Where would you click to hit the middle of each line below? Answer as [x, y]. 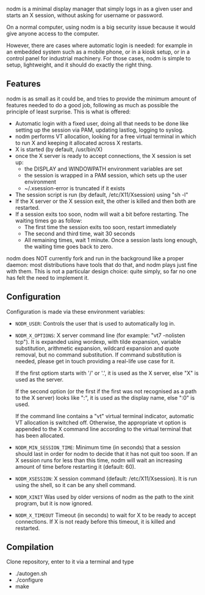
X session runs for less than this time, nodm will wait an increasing [99, 460]
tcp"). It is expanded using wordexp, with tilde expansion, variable [98, 341]
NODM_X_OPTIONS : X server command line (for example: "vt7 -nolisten [100, 335]
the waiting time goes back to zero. [68, 246]
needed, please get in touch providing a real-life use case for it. [95, 361]
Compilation [30, 547]
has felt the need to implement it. [48, 277]
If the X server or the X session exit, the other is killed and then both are [106, 201]
